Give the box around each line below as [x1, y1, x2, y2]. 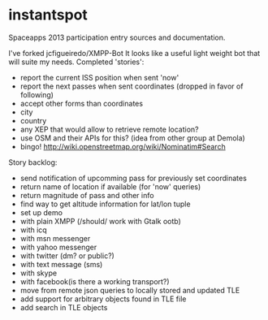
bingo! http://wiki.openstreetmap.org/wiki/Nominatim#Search [19, 141, 226, 151]
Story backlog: [8, 157, 58, 167]
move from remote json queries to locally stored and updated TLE [19, 285, 240, 295]
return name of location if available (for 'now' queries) [19, 181, 201, 192]
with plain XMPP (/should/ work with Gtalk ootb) [19, 216, 181, 226]
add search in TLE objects [19, 302, 108, 312]
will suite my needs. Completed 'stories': [8, 57, 145, 67]
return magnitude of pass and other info [19, 190, 154, 200]
